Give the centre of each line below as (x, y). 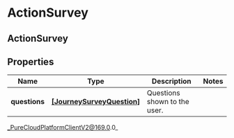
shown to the (168, 102)
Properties (31, 61)
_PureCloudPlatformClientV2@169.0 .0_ (63, 128)
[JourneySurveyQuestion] (96, 102)
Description (172, 81)
